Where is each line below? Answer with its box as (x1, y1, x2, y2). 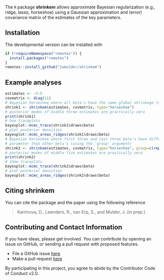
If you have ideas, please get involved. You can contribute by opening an (5, 236, 151, 242)
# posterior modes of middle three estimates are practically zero (5, 109, 145, 114)
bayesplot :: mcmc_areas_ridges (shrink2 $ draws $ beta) (5, 173, 110, 178)
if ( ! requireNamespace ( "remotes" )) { (5, 51, 82, 56)
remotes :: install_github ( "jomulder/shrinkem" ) (5, 65, 102, 70)
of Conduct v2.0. (5, 271, 39, 277)
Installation (5, 29, 40, 37)
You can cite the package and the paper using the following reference (5, 199, 145, 205)
